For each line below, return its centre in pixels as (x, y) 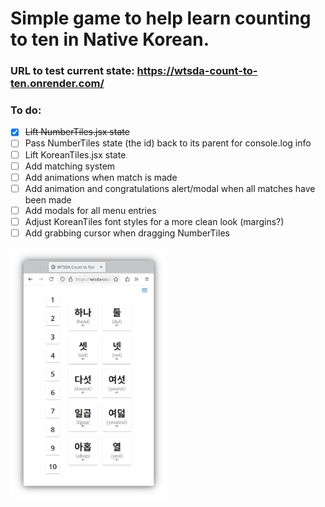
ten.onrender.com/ (57, 84)
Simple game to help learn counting (161, 18)
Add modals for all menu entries (90, 210)
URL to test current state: (72, 71)
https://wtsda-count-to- (197, 71)
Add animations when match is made (101, 177)
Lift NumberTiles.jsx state (77, 132)
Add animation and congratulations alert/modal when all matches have (170, 188)
